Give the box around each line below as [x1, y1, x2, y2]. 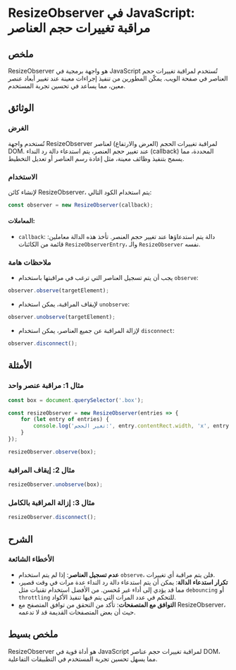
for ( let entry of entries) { [20, 416, 110, 423]
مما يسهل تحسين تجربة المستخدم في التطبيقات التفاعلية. [8, 654, 158, 663]
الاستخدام [8, 171, 38, 181]
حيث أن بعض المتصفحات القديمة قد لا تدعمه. [18, 608, 136, 616]
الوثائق [8, 102, 35, 114]
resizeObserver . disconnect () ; [8, 513, 97, 521]
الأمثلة [8, 360, 32, 372]
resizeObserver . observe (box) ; [8, 448, 97, 456]
